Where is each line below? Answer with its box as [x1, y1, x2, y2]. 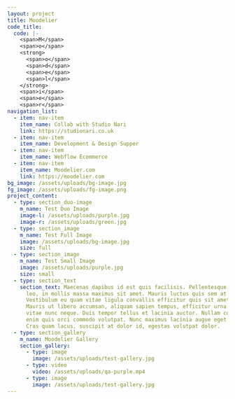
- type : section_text [13, 277, 77, 284]
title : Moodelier [7, 17, 58, 24]
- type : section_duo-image [13, 199, 92, 206]
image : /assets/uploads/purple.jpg [20, 264, 124, 271]
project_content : [7, 192, 58, 199]
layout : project [7, 10, 55, 17]
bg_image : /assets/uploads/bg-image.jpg [7, 179, 127, 186]
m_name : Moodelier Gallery [20, 335, 99, 343]
